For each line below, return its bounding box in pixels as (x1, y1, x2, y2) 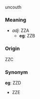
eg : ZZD (5, 80, 21, 86)
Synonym (5, 68, 28, 75)
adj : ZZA (12, 28, 29, 33)
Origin (5, 45, 20, 52)
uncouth (5, 4, 22, 10)
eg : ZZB (19, 33, 35, 39)
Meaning (5, 16, 27, 23)
